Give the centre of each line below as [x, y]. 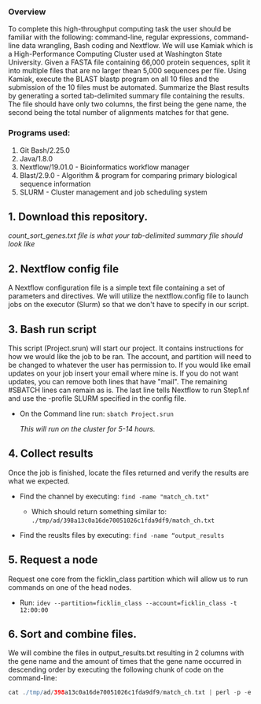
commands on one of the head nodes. [70, 587]
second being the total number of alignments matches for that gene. [119, 113]
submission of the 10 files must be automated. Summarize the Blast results [129, 87]
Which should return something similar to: [99, 511]
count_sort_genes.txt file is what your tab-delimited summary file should [126, 235]
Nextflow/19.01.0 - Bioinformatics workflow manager [105, 167]
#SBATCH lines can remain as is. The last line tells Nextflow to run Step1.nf [129, 390]
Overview [27, 12]
